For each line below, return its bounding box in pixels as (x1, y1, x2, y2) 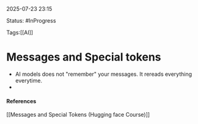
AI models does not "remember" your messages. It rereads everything (15, 70, 193, 78)
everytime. (15, 76, 43, 84)
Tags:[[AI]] (6, 29, 34, 36)
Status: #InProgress (6, 17, 56, 24)
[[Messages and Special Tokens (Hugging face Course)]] (6, 111, 150, 119)
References (6, 97, 37, 104)
